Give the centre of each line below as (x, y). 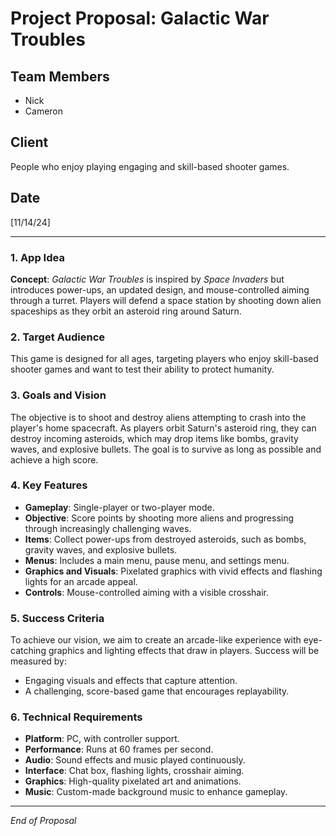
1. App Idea (37, 257)
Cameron (44, 111)
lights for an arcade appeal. (81, 581)
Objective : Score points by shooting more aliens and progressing (159, 518)
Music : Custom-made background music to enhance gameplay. (156, 792)
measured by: (39, 661)
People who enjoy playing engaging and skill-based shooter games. (150, 166)
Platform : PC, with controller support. (102, 739)
